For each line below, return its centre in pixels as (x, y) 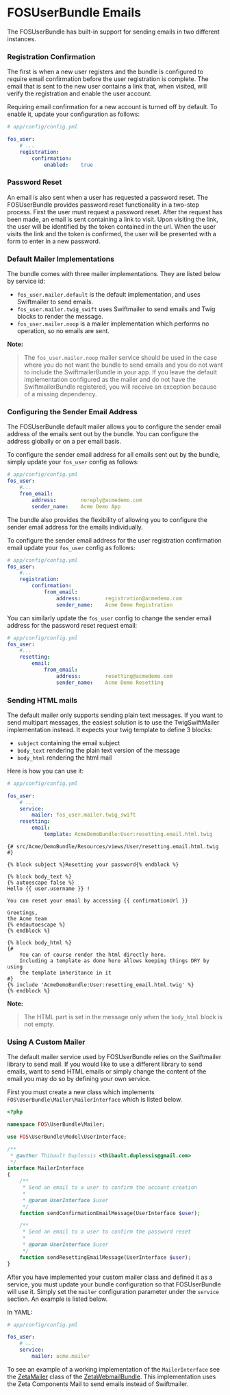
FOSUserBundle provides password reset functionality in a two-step (103, 205)
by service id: (26, 281)
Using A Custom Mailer (46, 1042)
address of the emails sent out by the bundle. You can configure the (103, 434)
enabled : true (68, 165)
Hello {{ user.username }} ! (49, 888)
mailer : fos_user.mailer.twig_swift (84, 815)
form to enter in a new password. (54, 241)
